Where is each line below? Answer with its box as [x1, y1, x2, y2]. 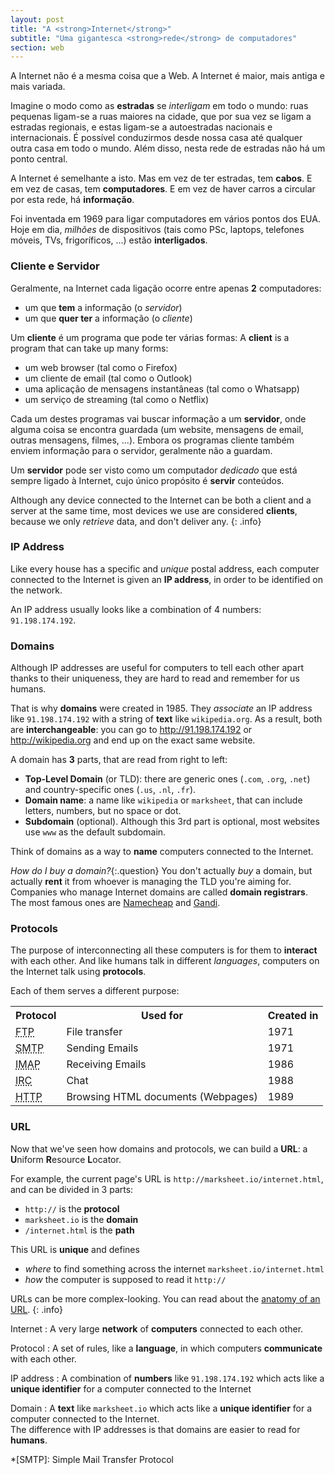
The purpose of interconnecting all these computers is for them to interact [10, 944, 318, 956]
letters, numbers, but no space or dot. [24, 805, 182, 817]
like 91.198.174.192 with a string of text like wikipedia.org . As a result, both [10, 713, 323, 725]
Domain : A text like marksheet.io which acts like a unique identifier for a [10, 1402, 313, 1414]
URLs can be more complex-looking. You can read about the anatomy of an [10, 1292, 321, 1305]
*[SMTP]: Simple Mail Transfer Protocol [10, 1453, 174, 1465]
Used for [141, 1009, 183, 1023]
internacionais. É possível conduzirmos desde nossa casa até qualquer [10, 132, 303, 144]
